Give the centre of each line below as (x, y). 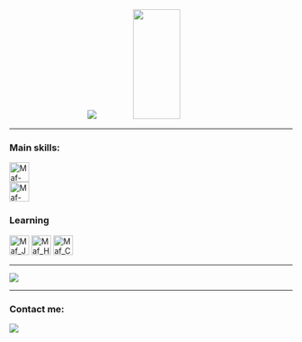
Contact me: (37, 309)
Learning (29, 220)
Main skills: (35, 148)
